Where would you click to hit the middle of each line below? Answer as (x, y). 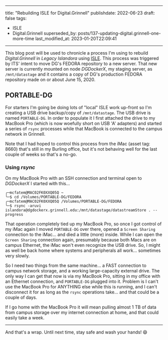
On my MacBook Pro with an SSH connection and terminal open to (73, 178)
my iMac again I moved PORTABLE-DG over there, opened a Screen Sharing (80, 229)
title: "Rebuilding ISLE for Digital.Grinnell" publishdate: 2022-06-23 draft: (80, 13)
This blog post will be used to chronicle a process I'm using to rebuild (77, 53)
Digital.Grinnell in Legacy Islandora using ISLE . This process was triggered (82, 58)
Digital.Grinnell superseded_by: (44, 33)
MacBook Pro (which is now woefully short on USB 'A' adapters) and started (83, 123)
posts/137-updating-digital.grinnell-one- (119, 33)
